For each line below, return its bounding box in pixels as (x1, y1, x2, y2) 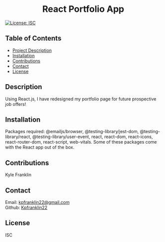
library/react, (5, 134, 31, 140)
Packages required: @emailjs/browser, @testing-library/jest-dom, (5, 129, 139, 135)
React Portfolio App (42, 3, 124, 15)
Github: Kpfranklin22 (5, 204, 48, 210)
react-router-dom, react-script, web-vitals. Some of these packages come (5, 139, 157, 145)
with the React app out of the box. (5, 145, 75, 150)
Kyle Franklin (5, 172, 32, 178)
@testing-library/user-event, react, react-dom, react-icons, (32, 134, 153, 140)
